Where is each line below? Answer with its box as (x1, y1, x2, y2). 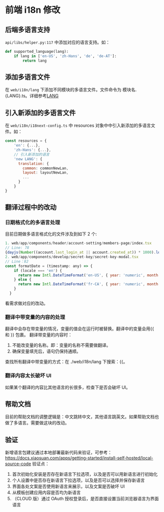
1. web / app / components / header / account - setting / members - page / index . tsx (5, 241, 152, 246)
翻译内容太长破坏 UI (5, 372, 52, 379)
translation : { (18, 161, 49, 166)
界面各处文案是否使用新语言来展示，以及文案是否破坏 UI (12, 484, 125, 490)
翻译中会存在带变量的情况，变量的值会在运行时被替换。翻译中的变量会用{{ (5, 326, 154, 332)
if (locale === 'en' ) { (14, 268, 62, 273)
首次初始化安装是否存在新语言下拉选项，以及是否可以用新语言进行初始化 (12, 471, 158, 477)
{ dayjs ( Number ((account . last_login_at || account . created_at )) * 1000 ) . (5, 250, 156, 255)
